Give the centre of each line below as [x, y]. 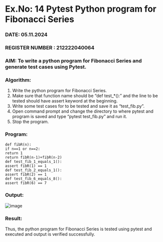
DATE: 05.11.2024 [26, 35]
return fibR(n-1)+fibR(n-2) [34, 157]
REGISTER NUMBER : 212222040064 [50, 48]
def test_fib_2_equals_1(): [34, 170]
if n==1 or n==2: [23, 149]
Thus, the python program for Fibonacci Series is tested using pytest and [79, 229]
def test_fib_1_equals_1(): [34, 161]
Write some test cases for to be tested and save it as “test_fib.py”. [78, 106]
